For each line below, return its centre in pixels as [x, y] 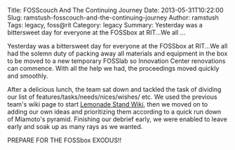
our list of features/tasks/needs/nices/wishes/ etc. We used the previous [112, 97]
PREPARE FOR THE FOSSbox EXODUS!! [64, 140]
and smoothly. [28, 76]
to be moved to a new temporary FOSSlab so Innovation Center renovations [116, 61]
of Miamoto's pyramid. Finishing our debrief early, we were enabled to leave [117, 119]
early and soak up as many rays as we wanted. [75, 127]
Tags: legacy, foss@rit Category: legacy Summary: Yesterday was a [105, 25]
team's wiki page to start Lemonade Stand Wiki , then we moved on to [108, 104]
